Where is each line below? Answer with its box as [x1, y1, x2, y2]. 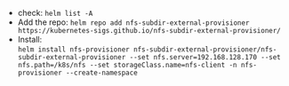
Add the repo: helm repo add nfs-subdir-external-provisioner [17, 17, 250, 27]
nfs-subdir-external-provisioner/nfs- [132, 45, 277, 54]
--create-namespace [65, 68, 138, 77]
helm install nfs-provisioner [17, 45, 131, 54]
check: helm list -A [17, 8, 93, 18]
